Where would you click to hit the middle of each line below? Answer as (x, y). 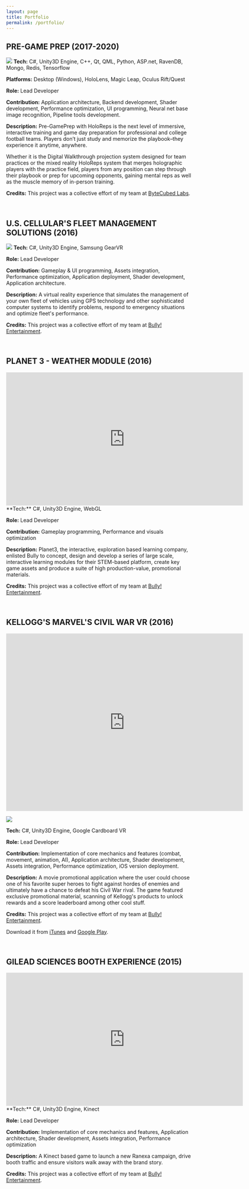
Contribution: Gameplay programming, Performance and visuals (85, 531)
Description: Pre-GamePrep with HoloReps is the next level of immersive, (96, 126)
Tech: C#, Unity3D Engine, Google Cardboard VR (66, 830)
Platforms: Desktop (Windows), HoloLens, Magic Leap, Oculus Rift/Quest (96, 79)
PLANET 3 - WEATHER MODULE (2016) (79, 361)
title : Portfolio (28, 17)
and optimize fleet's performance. (48, 313)
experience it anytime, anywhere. (47, 145)
